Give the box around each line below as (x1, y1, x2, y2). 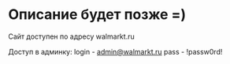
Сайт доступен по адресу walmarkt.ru (8, 32, 135, 41)
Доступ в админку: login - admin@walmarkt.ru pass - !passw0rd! (8, 47, 223, 56)
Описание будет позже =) (8, 6, 187, 24)
